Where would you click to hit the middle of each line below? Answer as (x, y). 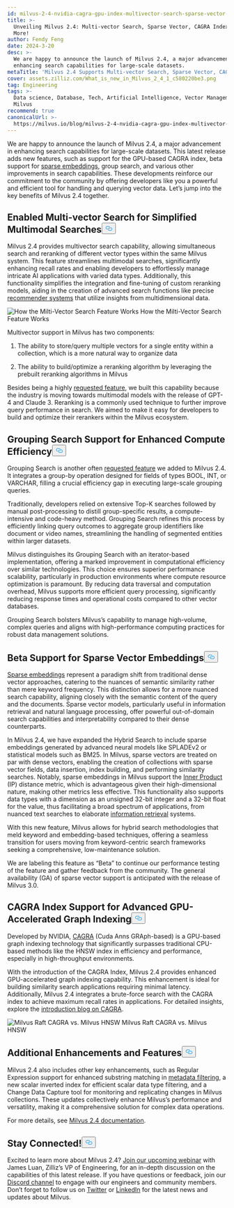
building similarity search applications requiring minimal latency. (99, 986)
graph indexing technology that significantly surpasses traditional (101, 943)
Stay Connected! (45, 1143)
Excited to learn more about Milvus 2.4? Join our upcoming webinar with (111, 1160)
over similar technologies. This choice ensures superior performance (106, 569)
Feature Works (28, 319)
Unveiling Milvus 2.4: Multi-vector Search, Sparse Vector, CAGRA (112, 26)
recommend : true (31, 111)
